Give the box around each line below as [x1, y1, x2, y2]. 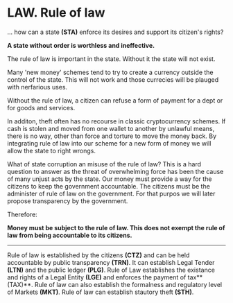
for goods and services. [7, 103, 76, 112]
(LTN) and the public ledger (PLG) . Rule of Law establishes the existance [7, 266, 215, 274]
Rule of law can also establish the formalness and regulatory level [34, 280, 223, 288]
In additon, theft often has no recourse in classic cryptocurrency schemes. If [7, 116, 226, 125]
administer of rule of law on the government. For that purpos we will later [7, 189, 216, 198]
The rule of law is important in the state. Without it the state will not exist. [7, 54, 216, 63]
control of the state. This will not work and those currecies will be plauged [7, 75, 219, 84]
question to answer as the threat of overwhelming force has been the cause [7, 167, 224, 175]
